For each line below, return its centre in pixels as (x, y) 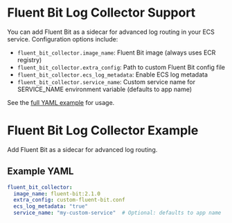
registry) (29, 59)
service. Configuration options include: (63, 39)
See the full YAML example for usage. (61, 102)
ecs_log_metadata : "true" (51, 206)
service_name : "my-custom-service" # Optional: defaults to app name (117, 213)
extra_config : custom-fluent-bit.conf (70, 200)
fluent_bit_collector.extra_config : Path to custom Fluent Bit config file (121, 67)
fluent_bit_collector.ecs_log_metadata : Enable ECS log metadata (113, 75)
